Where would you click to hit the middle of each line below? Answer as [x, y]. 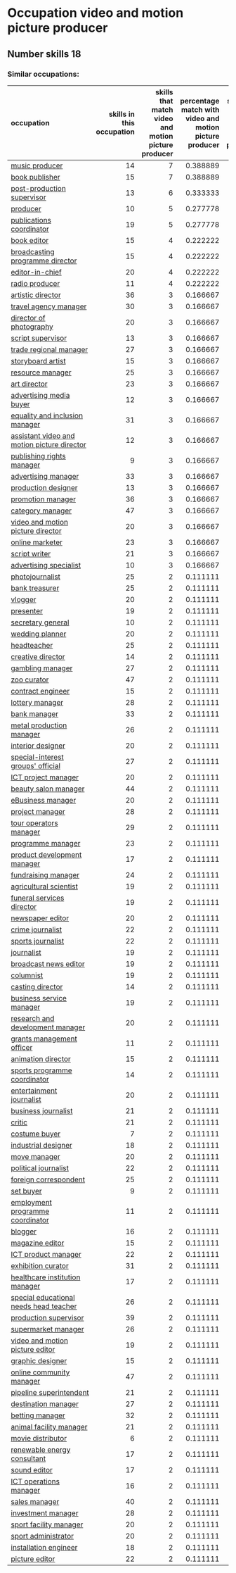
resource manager [41, 372]
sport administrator [42, 1536]
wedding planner [39, 634]
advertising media [40, 395]
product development [46, 855]
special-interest [38, 757]
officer [22, 1047]
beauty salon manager [48, 789]
